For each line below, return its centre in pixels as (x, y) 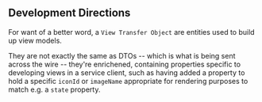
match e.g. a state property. (54, 89)
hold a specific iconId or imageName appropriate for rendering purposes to (128, 81)
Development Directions (69, 13)
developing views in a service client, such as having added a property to (127, 72)
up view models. (35, 40)
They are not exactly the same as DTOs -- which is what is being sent (122, 55)
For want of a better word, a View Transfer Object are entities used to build (132, 32)
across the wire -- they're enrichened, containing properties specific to (124, 64)
